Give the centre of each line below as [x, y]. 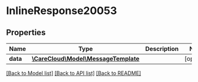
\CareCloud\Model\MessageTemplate [85, 59]
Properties [26, 33]
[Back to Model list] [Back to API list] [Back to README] [74, 73]
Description [162, 49]
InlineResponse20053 [62, 11]
